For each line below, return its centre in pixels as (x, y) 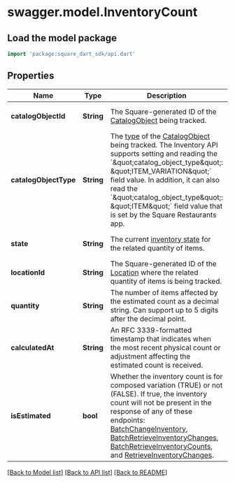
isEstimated (31, 415)
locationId (28, 272)
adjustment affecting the (150, 356)
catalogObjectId (38, 116)
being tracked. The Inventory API (164, 145)
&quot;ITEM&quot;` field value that (166, 206)
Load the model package (62, 38)
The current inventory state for (161, 239)
